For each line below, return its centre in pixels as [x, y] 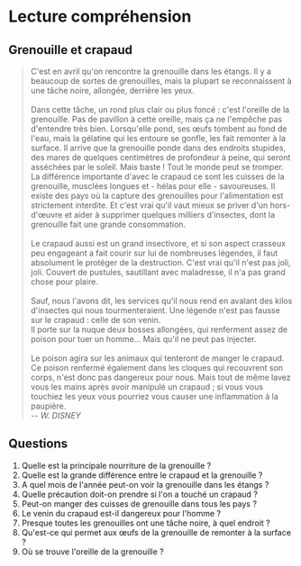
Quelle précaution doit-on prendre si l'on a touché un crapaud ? [140, 494]
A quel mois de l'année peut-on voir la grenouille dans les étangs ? [145, 484]
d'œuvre [46, 215]
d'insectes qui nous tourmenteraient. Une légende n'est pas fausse [155, 310]
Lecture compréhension [100, 17]
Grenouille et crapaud [70, 50]
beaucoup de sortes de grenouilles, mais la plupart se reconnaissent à [161, 81]
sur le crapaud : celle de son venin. [96, 320]
